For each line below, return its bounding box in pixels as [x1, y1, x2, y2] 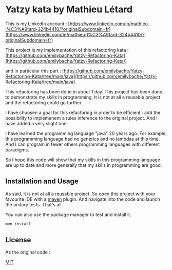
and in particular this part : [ [5, 68, 64, 74]
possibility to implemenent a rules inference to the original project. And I [5, 114, 158, 121]
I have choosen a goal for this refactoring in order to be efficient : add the [5, 109, 161, 115]
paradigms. [5, 146, 29, 152]
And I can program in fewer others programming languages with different [5, 141, 160, 147]
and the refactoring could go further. [5, 99, 83, 106]
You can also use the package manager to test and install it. [5, 211, 132, 218]
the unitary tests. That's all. [5, 201, 63, 207]
